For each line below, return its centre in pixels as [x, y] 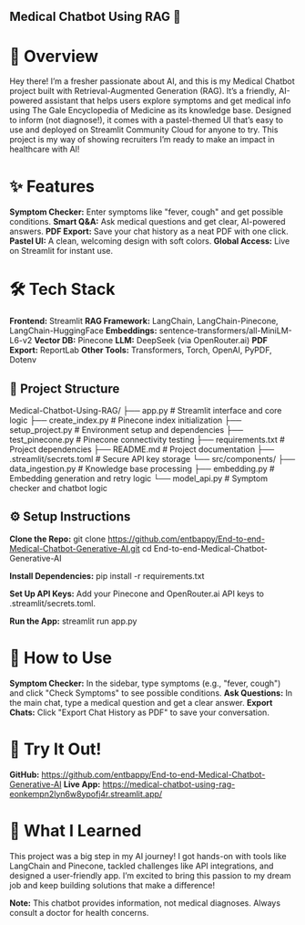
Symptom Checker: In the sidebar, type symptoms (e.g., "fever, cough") [145, 683]
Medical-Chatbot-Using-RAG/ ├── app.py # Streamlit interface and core [146, 411]
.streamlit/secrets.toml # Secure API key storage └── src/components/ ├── [152, 459]
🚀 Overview [54, 56]
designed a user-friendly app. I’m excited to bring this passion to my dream [150, 875]
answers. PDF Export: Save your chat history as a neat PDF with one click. [149, 231]
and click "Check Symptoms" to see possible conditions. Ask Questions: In [151, 693]
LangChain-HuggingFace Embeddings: [83, 331]
